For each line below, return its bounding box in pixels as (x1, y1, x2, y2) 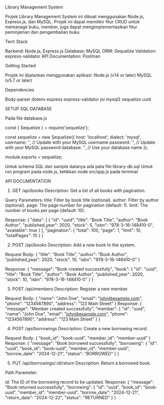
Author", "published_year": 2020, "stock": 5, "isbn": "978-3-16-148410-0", (5, 222, 154, 228)
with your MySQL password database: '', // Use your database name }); (5, 145, 148, 150)
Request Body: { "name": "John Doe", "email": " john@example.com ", (5, 296, 143, 301)
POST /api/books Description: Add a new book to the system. (12, 242, 136, 248)
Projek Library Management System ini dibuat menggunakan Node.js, (5, 14, 145, 19)
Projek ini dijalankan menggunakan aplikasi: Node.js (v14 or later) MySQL (5, 72, 152, 78)
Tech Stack (5, 39, 28, 44)
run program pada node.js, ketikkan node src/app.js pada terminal (5, 169, 138, 174)
